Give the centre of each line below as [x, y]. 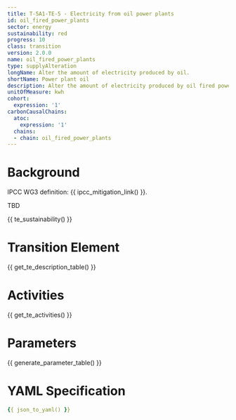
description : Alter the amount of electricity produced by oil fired [111, 86]
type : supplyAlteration [42, 66]
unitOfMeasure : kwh [36, 92]
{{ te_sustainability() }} [40, 219]
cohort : [19, 99]
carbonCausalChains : [38, 112]
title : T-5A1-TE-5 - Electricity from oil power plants [91, 14]
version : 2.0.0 [29, 53]
